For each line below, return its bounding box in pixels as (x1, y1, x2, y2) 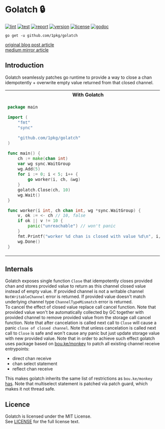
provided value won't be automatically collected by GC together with (5, 309, 144, 315)
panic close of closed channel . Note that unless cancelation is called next (5, 325, 156, 331)
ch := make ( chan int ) (17, 156, 68, 161)
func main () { (7, 150, 41, 156)
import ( (7, 114, 28, 120)
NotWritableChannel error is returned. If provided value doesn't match (5, 294, 146, 299)
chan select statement (12, 361, 57, 367)
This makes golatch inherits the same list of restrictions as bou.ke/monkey (5, 375, 153, 382)
